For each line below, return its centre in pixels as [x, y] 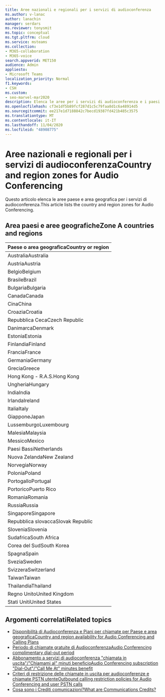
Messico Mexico [26, 441]
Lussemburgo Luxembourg [38, 425]
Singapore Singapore [31, 514]
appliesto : [16, 70]
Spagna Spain [23, 554]
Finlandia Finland [27, 344]
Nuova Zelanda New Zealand [41, 457]
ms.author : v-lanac [25, 14]
